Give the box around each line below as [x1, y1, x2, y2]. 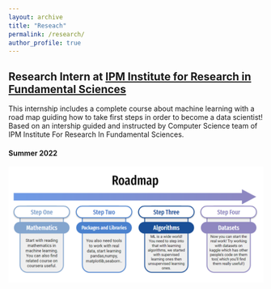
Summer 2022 [8, 148, 58, 158]
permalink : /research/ [8, 30, 85, 38]
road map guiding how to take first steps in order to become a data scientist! [8, 113, 263, 122]
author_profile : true [8, 39, 82, 47]
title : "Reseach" [8, 21, 67, 30]
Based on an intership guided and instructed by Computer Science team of [8, 121, 258, 131]
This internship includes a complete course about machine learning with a [8, 104, 255, 113]
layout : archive [8, 13, 63, 21]
